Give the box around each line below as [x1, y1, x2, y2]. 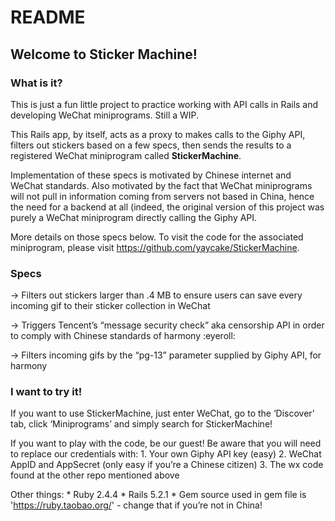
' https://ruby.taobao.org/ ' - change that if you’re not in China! [10, 499, 263, 511]
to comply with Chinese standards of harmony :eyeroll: [10, 330, 236, 342]
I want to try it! [10, 385, 83, 399]
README [10, 6, 86, 29]
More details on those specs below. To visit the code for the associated [10, 231, 304, 243]
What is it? [10, 76, 63, 90]
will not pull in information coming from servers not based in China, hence [10, 190, 315, 202]
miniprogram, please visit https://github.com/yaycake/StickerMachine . [10, 241, 300, 253]
